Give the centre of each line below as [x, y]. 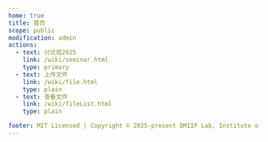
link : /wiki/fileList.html [67, 104]
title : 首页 [27, 23]
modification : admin [43, 38]
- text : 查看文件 [42, 97]
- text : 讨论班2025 [46, 52]
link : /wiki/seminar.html [66, 60]
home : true [26, 15]
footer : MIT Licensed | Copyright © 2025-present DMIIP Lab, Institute [130, 126]
